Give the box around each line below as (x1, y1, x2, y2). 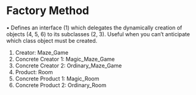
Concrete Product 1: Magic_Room (15, 75, 100, 82)
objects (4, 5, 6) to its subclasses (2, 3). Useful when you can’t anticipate (6, 30, 191, 37)
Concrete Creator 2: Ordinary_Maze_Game (15, 62, 122, 69)
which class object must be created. (6, 37, 98, 44)
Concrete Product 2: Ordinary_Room (15, 81, 107, 89)
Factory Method (6, 4, 90, 18)
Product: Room (15, 68, 53, 75)
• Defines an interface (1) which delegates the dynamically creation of (6, 24, 183, 31)
